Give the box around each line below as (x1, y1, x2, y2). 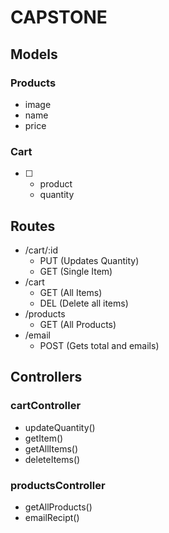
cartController (10, 399, 82, 413)
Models (10, 46, 58, 63)
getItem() (24, 432, 64, 444)
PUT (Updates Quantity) (39, 254, 140, 266)
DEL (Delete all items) (39, 297, 129, 309)
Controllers (10, 369, 83, 386)
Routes (10, 217, 56, 235)
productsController (10, 478, 106, 492)
